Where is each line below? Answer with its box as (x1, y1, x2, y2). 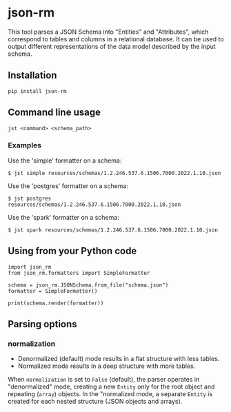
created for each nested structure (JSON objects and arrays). (8, 398, 183, 406)
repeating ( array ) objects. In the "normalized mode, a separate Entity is (8, 390, 213, 398)
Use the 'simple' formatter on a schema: (8, 156, 122, 165)
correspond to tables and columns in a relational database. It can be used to (8, 34, 224, 43)
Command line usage (8, 107, 101, 119)
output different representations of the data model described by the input (8, 42, 216, 50)
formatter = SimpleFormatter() (8, 287, 98, 294)
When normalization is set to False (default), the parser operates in (8, 375, 200, 384)
